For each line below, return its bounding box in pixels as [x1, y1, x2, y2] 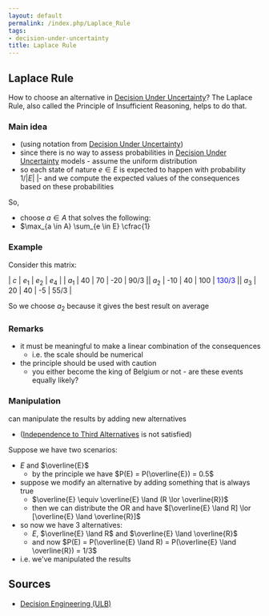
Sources [8, 577, 51, 591]
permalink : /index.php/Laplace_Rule [8, 19, 130, 27]
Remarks [8, 323, 44, 334]
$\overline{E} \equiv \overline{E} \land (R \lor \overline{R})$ [31, 494, 229, 504]
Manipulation [8, 395, 62, 407]
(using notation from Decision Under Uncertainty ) [19, 140, 184, 149]
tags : [8, 26, 26, 34]
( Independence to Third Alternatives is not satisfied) [19, 429, 192, 439]
